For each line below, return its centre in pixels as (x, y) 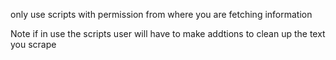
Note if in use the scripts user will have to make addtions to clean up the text (168, 33)
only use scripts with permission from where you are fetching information (161, 14)
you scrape (33, 44)
